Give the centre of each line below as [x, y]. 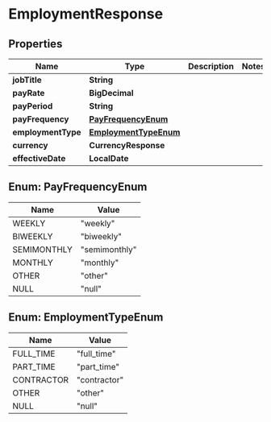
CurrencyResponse [127, 145]
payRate [29, 93]
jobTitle [27, 80]
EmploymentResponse [86, 14]
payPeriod [33, 106]
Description [211, 66]
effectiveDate [39, 158]
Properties [35, 44]
